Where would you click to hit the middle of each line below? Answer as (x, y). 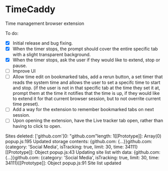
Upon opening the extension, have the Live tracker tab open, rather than (88, 121)
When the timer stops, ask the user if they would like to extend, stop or (86, 60)
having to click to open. (37, 126)
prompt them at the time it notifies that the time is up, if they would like (86, 93)
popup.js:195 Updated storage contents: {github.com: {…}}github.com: (79, 142)
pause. (20, 66)
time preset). (26, 104)
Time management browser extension (45, 23)
